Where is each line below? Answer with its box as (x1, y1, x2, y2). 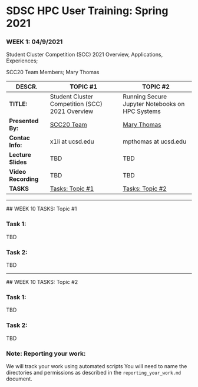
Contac (9, 134, 31, 142)
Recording (9, 175, 39, 183)
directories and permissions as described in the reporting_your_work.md (6, 369, 181, 376)
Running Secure (123, 92, 167, 101)
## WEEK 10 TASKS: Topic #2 (6, 279, 78, 286)
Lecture (9, 151, 31, 159)
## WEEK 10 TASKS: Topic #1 (6, 205, 77, 213)
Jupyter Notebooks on (123, 100, 185, 108)
